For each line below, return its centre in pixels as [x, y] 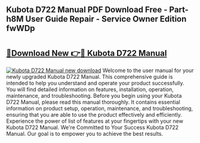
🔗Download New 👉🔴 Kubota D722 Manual [87, 53]
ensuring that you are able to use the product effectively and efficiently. [94, 115]
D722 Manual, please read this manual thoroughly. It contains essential [93, 102]
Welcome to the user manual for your [148, 70]
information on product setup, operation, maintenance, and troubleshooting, [100, 108]
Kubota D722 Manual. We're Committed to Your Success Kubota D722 [93, 127]
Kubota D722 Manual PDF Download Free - [87, 10]
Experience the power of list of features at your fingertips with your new [95, 121]
